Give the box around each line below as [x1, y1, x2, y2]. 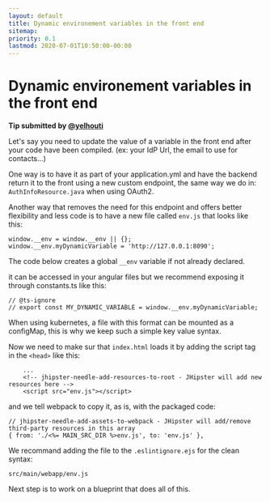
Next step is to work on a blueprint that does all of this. [8, 484, 191, 494]
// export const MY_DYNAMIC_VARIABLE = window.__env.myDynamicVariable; [8, 304, 259, 312]
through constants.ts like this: [8, 281, 107, 291]
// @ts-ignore [8, 296, 57, 304]
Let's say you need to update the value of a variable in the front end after [8, 137, 252, 147]
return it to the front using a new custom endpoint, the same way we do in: [8, 178, 257, 188]
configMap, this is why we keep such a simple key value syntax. [8, 326, 222, 336]
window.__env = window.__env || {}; [8, 236, 132, 244]
